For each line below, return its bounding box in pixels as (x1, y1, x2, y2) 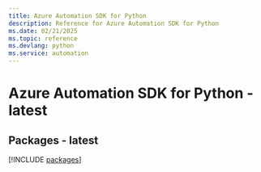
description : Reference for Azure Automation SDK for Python (8, 19, 220, 27)
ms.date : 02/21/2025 (8, 27, 79, 35)
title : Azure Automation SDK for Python (8, 11, 148, 20)
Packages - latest (8, 133, 99, 147)
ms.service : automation (8, 49, 89, 57)
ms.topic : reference (8, 34, 79, 43)
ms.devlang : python (8, 42, 75, 50)
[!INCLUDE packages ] (8, 155, 82, 164)
